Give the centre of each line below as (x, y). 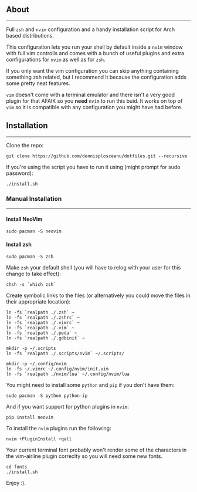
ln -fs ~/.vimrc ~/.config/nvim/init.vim (57, 369)
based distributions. (30, 35)
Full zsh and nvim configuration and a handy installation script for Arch (90, 29)
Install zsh (19, 244)
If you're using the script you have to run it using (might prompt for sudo (93, 167)
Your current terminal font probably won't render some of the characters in (96, 450)
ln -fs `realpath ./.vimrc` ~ (43, 323)
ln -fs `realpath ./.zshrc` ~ (43, 318)
